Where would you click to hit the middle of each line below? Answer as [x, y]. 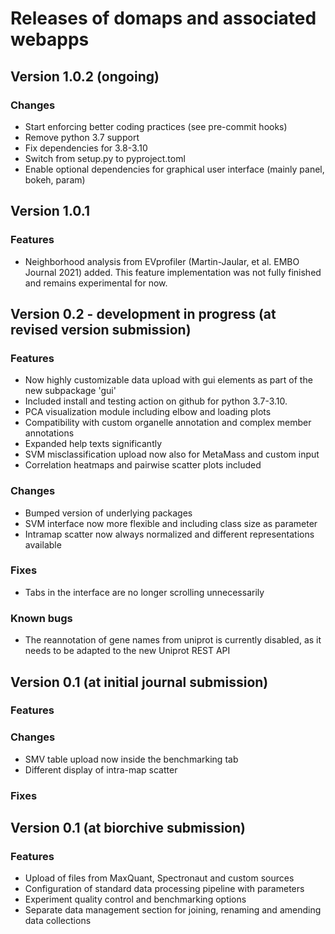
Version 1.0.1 [50, 211]
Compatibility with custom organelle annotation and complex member [168, 423]
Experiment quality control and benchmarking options [135, 899]
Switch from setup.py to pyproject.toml [105, 158]
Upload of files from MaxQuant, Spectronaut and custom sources [159, 878]
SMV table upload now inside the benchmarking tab [131, 759]
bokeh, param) [55, 179]
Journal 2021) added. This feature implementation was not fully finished [173, 272]
